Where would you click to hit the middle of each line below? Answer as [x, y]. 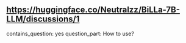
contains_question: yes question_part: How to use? [70, 33]
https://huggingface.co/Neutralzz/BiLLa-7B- [93, 10]
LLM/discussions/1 [43, 19]
